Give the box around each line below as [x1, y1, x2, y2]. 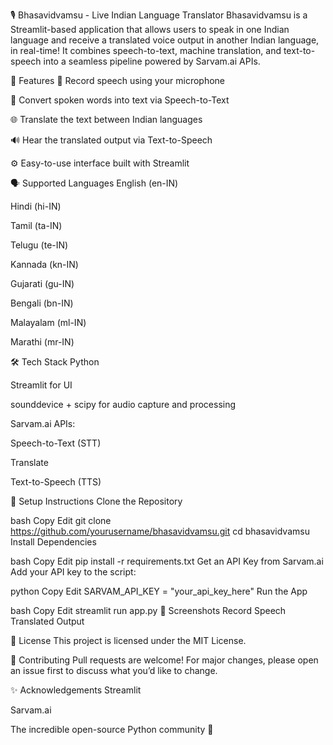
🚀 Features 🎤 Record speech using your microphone [10, 75, 226, 86]
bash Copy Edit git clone [10, 515, 112, 526]
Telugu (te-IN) [10, 239, 69, 251]
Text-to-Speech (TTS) [10, 476, 102, 488]
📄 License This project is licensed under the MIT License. [10, 635, 247, 646]
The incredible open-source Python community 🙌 [10, 724, 214, 735]
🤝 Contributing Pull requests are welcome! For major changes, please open [10, 654, 319, 666]
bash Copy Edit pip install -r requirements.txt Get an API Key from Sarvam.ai [10, 555, 324, 567]
